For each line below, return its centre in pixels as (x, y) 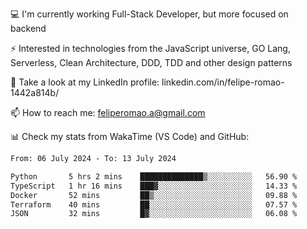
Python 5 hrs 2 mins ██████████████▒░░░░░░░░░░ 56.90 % (154, 176)
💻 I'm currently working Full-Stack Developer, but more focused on (149, 14)
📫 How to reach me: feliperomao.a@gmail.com (108, 112)
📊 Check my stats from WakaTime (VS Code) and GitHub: (130, 136)
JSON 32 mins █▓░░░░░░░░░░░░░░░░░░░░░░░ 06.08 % (154, 214)
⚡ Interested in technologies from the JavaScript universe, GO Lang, (150, 48)
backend (28, 28)
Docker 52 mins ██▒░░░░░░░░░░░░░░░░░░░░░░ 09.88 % (154, 195)
